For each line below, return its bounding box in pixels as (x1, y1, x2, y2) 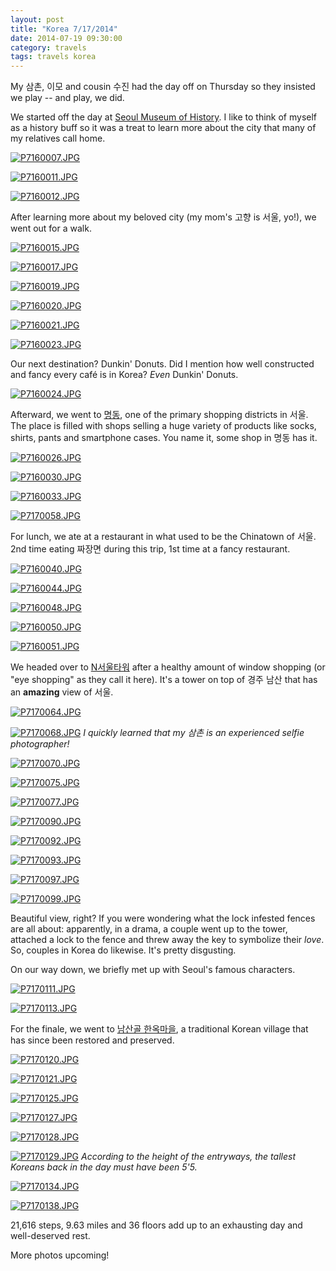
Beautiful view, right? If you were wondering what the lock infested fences (10, 912, 316, 925)
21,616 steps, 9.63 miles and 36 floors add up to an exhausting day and (10, 1219, 303, 1231)
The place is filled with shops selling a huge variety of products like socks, (10, 420, 317, 432)
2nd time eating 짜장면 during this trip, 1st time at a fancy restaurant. (10, 543, 291, 555)
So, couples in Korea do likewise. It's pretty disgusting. (10, 944, 237, 956)
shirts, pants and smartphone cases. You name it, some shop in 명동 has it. (10, 432, 318, 444)
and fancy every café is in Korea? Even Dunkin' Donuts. (10, 369, 239, 381)
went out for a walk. (10, 222, 92, 235)
